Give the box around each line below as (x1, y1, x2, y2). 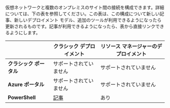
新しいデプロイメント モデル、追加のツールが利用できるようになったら (14, 17, 162, 23)
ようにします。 (9, 30, 40, 35)
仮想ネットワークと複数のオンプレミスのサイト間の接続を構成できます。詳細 (5, 5, 164, 10)
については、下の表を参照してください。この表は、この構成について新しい (5, 11, 160, 17)
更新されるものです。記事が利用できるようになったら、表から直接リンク (5, 23, 156, 29)
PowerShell (8, 94, 36, 101)
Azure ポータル (8, 81, 45, 88)
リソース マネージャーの (100, 43, 157, 49)
